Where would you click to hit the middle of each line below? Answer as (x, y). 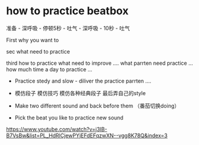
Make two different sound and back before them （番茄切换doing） (97, 106)
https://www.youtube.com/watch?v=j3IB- (57, 129)
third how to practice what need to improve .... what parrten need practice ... (99, 63)
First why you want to (33, 40)
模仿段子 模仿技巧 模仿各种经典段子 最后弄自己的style (80, 93)
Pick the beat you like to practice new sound (69, 118)
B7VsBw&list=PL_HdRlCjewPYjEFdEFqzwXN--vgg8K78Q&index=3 (87, 135)
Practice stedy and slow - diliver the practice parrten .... (83, 81)
